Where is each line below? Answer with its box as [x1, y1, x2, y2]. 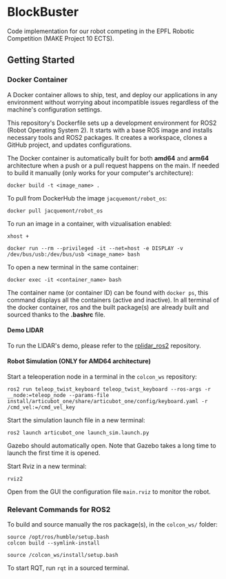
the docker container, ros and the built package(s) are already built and [7, 303, 209, 311]
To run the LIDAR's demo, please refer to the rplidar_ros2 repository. [7, 341, 201, 349]
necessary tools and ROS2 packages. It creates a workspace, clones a [7, 133, 208, 141]
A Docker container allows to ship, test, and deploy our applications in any [7, 90, 218, 99]
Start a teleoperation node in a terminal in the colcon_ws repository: [7, 373, 198, 381]
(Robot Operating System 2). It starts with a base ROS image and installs [7, 125, 213, 134]
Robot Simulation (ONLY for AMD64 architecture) [7, 357, 152, 365]
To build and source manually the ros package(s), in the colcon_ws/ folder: [7, 520, 218, 529]
